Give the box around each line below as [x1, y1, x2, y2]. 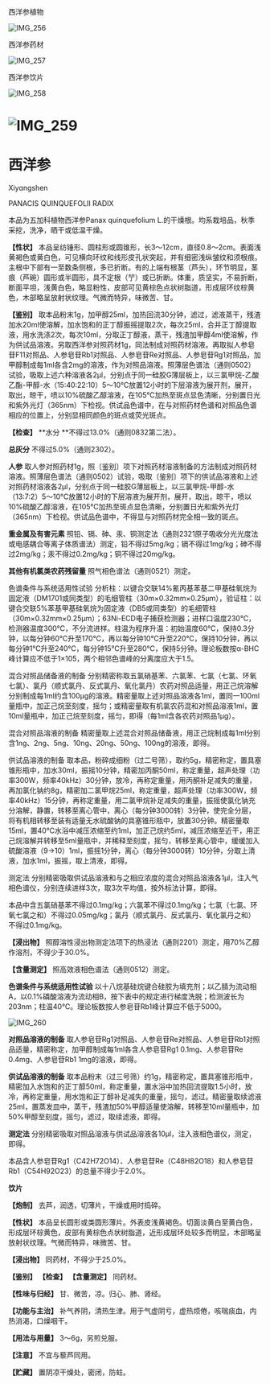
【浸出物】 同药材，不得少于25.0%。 [8, 1254, 131, 1265]
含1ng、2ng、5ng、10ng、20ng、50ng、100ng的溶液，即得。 [8, 739, 215, 748]
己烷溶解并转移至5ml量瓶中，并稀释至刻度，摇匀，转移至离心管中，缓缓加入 [8, 836, 260, 846]
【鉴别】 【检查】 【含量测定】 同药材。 [8, 1272, 141, 1282]
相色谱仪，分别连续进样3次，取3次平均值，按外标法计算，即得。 [8, 884, 222, 893]
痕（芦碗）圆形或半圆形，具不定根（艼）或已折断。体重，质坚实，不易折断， [8, 273, 262, 282]
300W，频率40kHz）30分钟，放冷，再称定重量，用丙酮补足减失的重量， [14, 776, 257, 785]
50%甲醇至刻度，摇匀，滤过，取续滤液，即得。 [8, 1112, 165, 1122]
